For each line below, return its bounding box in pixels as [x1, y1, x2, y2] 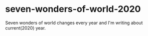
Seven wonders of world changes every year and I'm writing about [5, 20, 143, 26]
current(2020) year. [5, 25, 46, 31]
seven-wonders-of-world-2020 [5, 3, 141, 15]
